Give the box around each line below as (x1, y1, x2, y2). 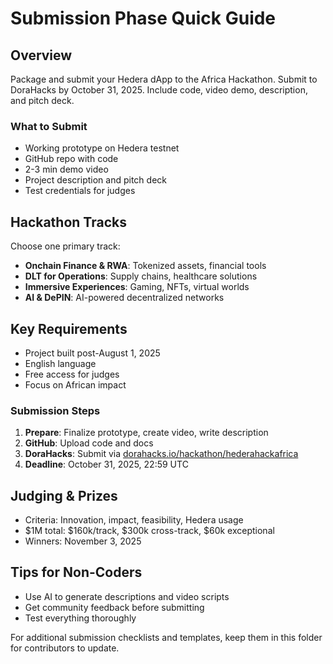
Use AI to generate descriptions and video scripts (24, 590, 230, 602)
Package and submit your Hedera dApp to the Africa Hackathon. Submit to (10, 73, 318, 85)
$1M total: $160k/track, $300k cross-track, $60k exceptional (24, 525, 275, 537)
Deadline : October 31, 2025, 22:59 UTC (24, 458, 189, 471)
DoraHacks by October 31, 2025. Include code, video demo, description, (10, 84, 308, 96)
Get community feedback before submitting (24, 601, 205, 613)
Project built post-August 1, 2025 (24, 347, 161, 359)
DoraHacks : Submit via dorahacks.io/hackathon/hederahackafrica (24, 448, 299, 460)
